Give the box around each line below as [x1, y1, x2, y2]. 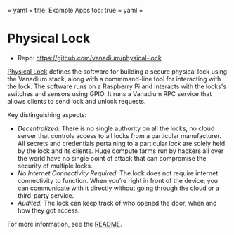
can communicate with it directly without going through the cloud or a [17, 184, 220, 192]
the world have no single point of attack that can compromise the [17, 154, 207, 162]
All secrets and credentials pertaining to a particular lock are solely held [17, 139, 226, 147]
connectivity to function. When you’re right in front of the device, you [17, 176, 219, 184]
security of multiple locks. [17, 161, 93, 170]
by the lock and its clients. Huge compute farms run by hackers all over [17, 147, 224, 155]
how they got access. [17, 206, 80, 215]
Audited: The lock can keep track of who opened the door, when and [17, 199, 217, 207]
